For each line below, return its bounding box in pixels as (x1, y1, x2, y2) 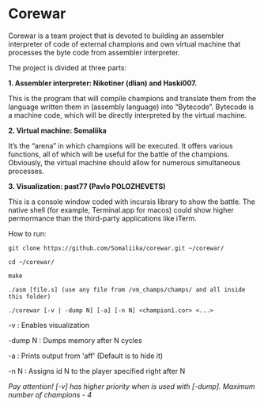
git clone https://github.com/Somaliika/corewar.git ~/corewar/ (8, 244, 224, 252)
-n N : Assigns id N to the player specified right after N (8, 366, 186, 375)
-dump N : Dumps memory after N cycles (8, 335, 142, 345)
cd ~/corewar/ (8, 258, 55, 266)
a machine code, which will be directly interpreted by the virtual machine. (8, 110, 247, 119)
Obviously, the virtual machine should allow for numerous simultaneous (8, 157, 241, 167)
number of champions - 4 (8, 390, 92, 399)
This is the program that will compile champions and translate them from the (8, 93, 257, 103)
